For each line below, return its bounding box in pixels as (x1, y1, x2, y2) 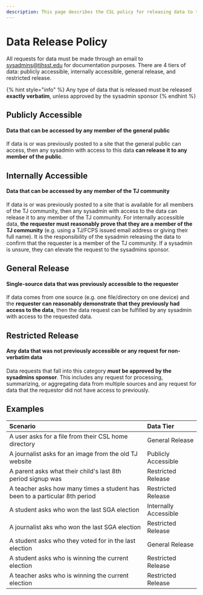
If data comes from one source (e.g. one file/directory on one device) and (6, 294, 190, 301)
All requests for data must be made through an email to (6, 55, 144, 62)
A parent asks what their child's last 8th (9, 467, 122, 475)
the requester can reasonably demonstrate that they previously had (6, 300, 180, 307)
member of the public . (6, 153, 63, 160)
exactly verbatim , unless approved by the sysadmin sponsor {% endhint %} (6, 92, 196, 100)
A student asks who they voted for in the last (9, 536, 136, 545)
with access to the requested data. (6, 313, 92, 320)
